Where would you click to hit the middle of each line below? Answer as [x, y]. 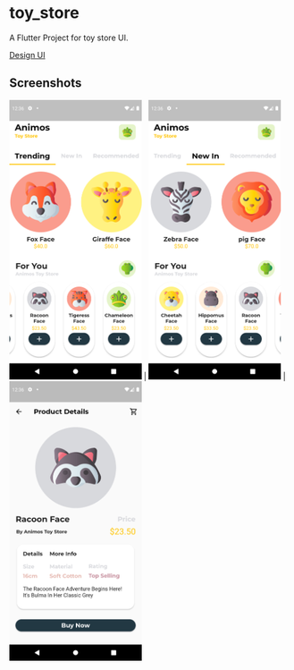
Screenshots [46, 83]
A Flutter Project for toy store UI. [69, 38]
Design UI [28, 55]
